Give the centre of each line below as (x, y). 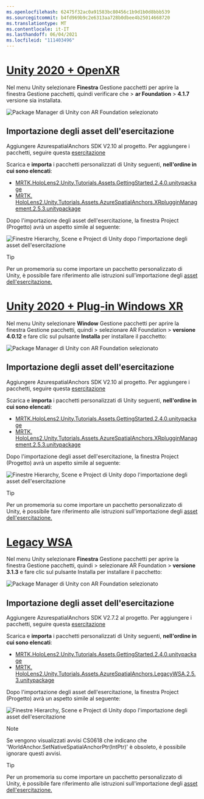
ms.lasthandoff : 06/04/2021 (42, 35)
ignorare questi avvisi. (34, 753)
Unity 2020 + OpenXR (63, 70)
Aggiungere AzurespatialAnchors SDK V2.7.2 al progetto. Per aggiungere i (99, 618)
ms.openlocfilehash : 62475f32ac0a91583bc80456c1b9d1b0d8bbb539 (88, 12)
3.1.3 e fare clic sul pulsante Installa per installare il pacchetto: (84, 572)
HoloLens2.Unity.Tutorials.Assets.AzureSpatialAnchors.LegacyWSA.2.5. (105, 674)
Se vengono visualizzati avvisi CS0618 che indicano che (77, 740)
